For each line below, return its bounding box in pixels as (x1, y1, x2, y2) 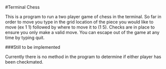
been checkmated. (5, 59, 44, 65)
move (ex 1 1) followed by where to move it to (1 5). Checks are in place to (5, 24, 155, 30)
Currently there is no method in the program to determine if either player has (5, 54, 162, 60)
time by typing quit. (5, 34, 45, 40)
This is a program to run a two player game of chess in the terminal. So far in (5, 14, 162, 19)
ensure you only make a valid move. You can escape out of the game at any (5, 30, 160, 35)
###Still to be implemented (5, 44, 60, 50)
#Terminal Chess (5, 4, 40, 10)
